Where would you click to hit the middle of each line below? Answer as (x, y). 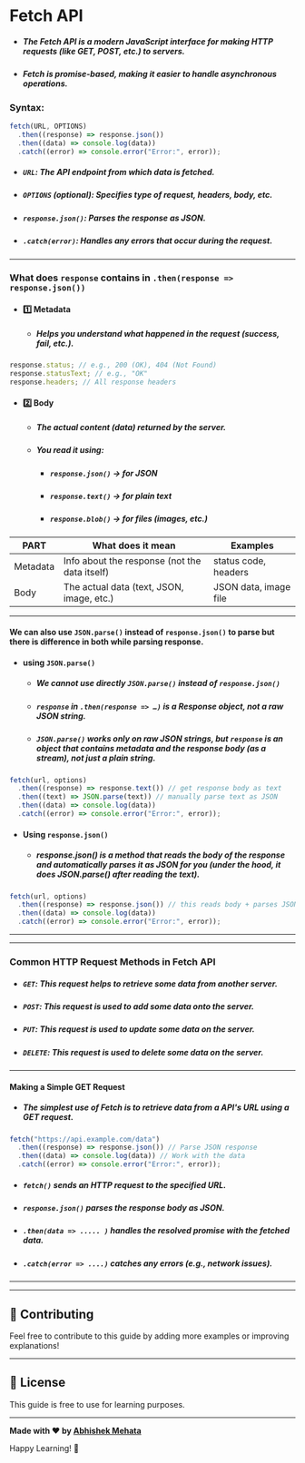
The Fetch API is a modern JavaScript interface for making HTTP (148, 41)
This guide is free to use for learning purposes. (97, 1404)
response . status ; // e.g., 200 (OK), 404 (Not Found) (113, 365)
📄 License (38, 1383)
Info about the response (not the (132, 561)
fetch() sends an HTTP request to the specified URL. (124, 1184)
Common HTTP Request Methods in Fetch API (113, 961)
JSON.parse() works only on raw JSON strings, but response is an (160, 739)
